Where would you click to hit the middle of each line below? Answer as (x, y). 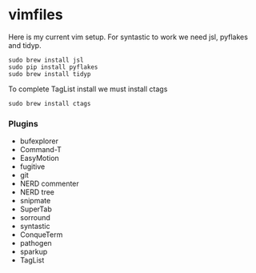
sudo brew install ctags (50, 103)
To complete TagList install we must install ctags (88, 89)
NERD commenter (50, 184)
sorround (35, 218)
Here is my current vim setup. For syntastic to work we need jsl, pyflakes (128, 37)
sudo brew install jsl (46, 60)
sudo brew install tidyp (50, 74)
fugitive (32, 167)
